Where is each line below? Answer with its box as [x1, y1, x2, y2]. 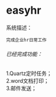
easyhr [6, 4, 41, 17]
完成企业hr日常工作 [6, 37, 47, 43]
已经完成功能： [6, 50, 42, 57]
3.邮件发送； [6, 85, 37, 92]
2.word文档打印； [6, 77, 49, 85]
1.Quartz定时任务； [6, 70, 52, 77]
